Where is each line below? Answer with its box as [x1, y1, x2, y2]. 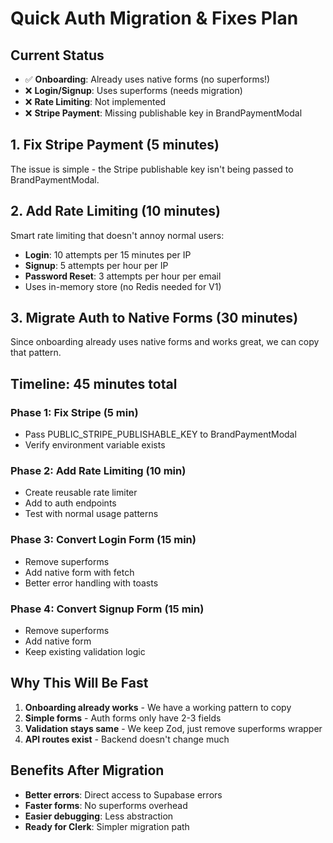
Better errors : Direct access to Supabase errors [24, 788, 223, 801]
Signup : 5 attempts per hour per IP [24, 259, 169, 271]
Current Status [10, 47, 105, 64]
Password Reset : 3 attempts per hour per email [24, 270, 222, 282]
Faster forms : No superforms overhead [24, 799, 188, 811]
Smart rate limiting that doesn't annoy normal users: [10, 229, 225, 241]
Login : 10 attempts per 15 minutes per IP [24, 248, 192, 261]
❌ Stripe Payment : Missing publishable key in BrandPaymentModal [24, 107, 303, 119]
